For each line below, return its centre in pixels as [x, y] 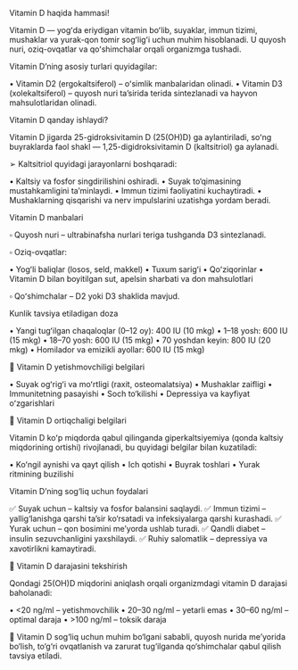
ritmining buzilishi [41, 474]
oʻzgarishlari [32, 403]
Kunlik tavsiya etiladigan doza [64, 313]
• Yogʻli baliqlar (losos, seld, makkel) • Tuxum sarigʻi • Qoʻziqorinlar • [137, 269]
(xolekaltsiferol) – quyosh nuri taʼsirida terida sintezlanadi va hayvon [133, 93]
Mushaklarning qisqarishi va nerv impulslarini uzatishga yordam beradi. [140, 200]
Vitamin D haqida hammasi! [59, 13]
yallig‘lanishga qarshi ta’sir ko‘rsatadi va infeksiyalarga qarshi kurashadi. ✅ [146, 518]
